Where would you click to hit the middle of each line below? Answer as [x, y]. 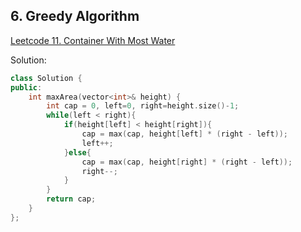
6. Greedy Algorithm [75, 16]
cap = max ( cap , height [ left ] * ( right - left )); [185, 134]
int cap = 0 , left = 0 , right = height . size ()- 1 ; [143, 106]
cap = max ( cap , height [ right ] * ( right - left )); [187, 162]
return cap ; [71, 199]
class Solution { [46, 78]
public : [26, 87]
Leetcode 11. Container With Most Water [93, 40]
